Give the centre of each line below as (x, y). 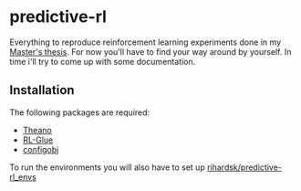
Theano (37, 130)
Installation (42, 90)
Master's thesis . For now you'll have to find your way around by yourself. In (150, 51)
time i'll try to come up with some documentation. (103, 61)
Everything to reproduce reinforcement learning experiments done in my (145, 42)
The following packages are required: (80, 112)
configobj (41, 149)
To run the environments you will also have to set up (107, 167)
